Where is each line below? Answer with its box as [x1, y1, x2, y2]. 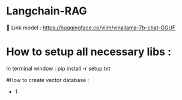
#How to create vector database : [6, 76, 89, 83]
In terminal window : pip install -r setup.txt [6, 65, 111, 72]
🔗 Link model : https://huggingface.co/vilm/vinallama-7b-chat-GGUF [6, 24, 176, 31]
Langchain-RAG [6, 4, 87, 18]
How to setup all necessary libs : [6, 45, 172, 59]
